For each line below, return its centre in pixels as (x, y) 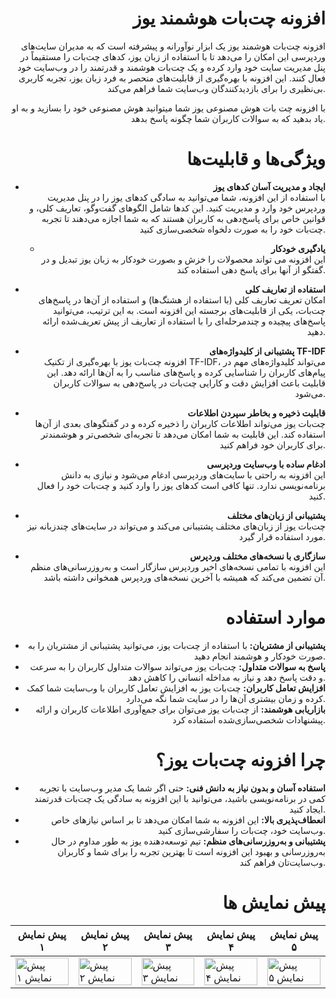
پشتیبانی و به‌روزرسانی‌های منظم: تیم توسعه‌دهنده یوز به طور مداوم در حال (188, 841)
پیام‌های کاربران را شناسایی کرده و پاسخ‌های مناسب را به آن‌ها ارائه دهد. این (186, 372)
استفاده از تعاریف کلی (285, 289)
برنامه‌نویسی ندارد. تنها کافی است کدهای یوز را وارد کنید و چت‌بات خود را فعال (181, 485)
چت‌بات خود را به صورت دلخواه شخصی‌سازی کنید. (232, 229)
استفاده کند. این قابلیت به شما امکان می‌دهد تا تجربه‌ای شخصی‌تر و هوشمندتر (183, 434)
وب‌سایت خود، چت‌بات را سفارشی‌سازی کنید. (242, 830)
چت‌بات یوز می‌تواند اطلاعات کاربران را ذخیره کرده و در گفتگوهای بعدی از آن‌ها (180, 423)
